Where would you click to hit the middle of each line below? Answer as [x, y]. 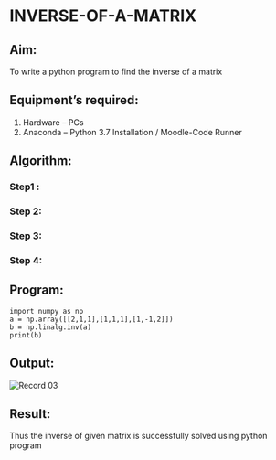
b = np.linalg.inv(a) [51, 327]
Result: [30, 414]
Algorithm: [41, 161]
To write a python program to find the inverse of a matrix [116, 71]
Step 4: [26, 260]
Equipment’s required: [74, 100]
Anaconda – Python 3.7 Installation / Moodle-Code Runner [132, 132]
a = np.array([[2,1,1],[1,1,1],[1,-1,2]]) [91, 319]
